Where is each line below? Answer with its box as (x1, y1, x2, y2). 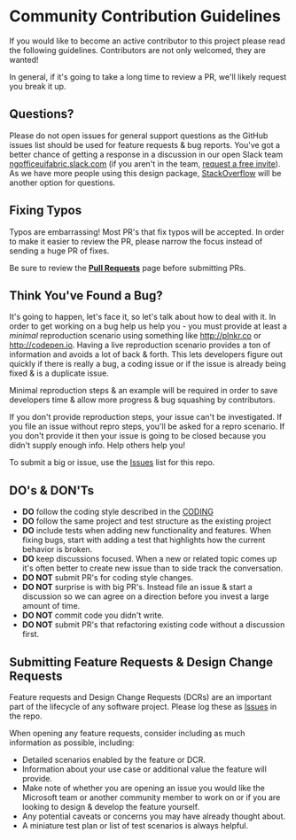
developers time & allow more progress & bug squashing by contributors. (9, 394, 276, 405)
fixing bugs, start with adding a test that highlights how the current (21, 534, 266, 546)
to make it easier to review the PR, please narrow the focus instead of (9, 236, 263, 246)
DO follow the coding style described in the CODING (21, 507, 214, 517)
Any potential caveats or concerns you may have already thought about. (21, 811, 286, 821)
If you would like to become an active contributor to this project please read (9, 35, 285, 46)
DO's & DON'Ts (9, 483, 95, 498)
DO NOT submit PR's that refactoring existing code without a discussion (21, 619, 285, 630)
